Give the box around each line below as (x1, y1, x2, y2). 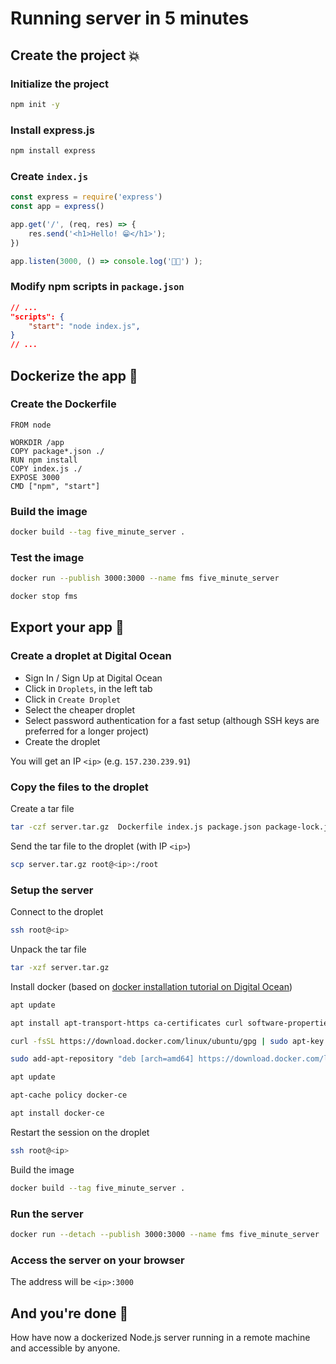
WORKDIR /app (10, 437, 65, 447)
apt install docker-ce (10, 1108, 105, 1119)
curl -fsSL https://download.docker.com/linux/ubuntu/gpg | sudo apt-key (10, 1036, 325, 1046)
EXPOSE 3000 (10, 472, 60, 482)
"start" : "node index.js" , (28, 321, 141, 331)
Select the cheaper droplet (24, 703, 136, 716)
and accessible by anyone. (10, 1342, 121, 1354)
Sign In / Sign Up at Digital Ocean (24, 672, 163, 684)
